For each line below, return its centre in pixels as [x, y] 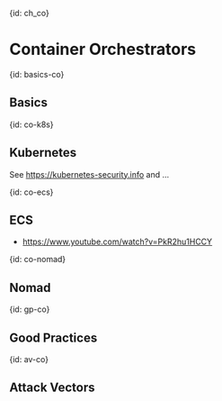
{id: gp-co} [30, 309]
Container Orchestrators [103, 50]
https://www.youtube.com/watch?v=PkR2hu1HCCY [117, 242]
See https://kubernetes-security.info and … [89, 174]
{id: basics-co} [37, 74]
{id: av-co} [29, 359]
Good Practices [53, 337]
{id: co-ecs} [31, 192]
